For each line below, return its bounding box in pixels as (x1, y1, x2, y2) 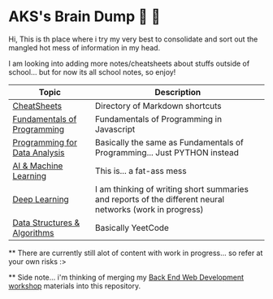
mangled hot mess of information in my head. (8, 42, 161, 52)
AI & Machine (12, 160, 63, 171)
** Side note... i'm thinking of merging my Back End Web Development (8, 272, 245, 282)
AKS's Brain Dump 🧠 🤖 (8, 7, 161, 26)
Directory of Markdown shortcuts (94, 100, 222, 111)
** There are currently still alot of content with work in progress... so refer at (8, 248, 263, 258)
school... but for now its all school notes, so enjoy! (8, 67, 176, 76)
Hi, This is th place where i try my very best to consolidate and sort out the (8, 34, 258, 44)
